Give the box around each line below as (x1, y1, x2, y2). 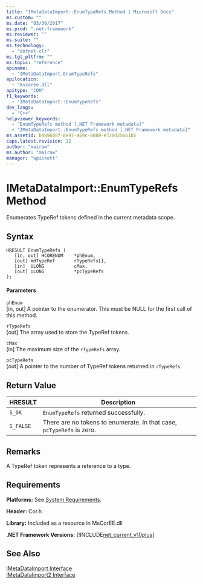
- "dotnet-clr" (11, 48, 50, 54)
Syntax (6, 231, 34, 242)
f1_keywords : (6, 93, 39, 99)
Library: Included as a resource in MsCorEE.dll (6, 519, 123, 527)
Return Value (6, 380, 56, 391)
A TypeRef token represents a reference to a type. (6, 462, 131, 469)
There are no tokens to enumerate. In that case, (42, 418, 177, 427)
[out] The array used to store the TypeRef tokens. (6, 329, 130, 336)
